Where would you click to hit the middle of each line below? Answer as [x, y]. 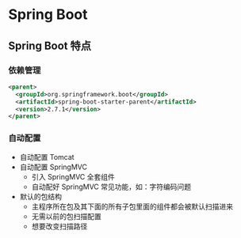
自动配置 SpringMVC [54, 167]
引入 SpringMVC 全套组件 [73, 176]
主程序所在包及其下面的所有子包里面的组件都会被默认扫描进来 [132, 206]
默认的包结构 [40, 196]
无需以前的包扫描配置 [66, 216]
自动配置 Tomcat [47, 157]
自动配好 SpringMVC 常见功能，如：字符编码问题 [111, 187]
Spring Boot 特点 [50, 45]
